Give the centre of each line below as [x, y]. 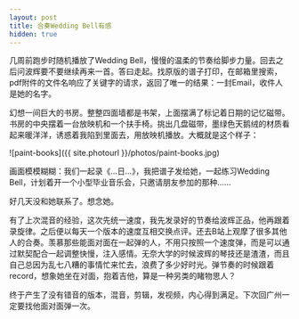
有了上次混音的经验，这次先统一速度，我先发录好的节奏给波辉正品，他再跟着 [149, 220]
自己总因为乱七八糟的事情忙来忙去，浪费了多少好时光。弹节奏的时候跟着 [141, 265]
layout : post [33, 17]
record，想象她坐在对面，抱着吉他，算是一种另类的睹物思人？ [123, 276]
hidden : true [33, 34]
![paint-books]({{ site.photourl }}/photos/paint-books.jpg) [114, 153]
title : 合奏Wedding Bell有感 [61, 26]
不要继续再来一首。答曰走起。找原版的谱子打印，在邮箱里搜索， [165, 71]
